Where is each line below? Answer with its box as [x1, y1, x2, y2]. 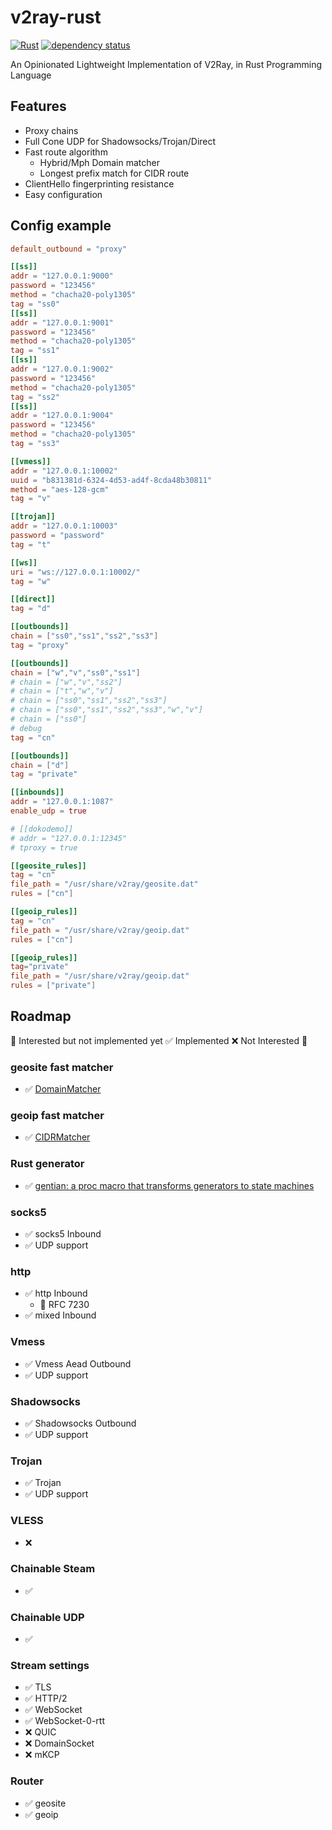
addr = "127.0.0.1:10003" [10, 521, 118, 531]
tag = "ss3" [10, 439, 60, 449]
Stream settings [10, 1659, 90, 1673]
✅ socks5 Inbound [24, 1228, 102, 1240]
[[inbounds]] [10, 787, 65, 798]
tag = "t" [10, 539, 52, 550]
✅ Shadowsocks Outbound [24, 1417, 137, 1429]
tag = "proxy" [10, 640, 70, 650]
